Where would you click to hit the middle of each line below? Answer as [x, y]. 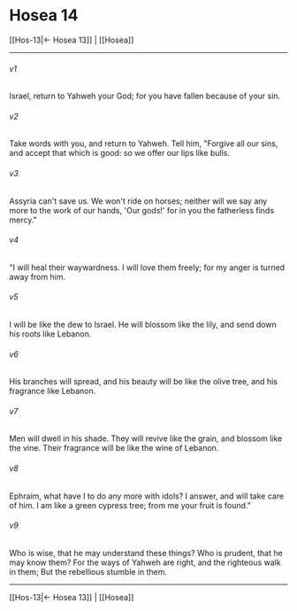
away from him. [38, 276]
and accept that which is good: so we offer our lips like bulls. [120, 153]
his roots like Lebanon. [50, 334]
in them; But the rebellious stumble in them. [88, 571]
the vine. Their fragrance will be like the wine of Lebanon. [114, 448]
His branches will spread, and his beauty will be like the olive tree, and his [144, 382]
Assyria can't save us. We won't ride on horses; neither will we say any [138, 201]
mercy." [23, 220]
